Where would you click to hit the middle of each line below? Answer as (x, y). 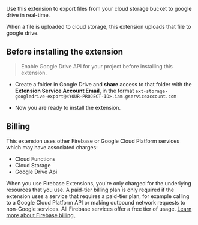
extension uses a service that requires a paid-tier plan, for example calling (98, 196)
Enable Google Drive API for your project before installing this (97, 66)
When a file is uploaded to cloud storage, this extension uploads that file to (99, 27)
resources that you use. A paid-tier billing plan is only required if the (90, 190)
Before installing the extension (64, 52)
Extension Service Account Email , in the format (74, 91)
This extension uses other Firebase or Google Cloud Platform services (93, 141)
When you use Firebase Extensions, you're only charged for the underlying (99, 183)
